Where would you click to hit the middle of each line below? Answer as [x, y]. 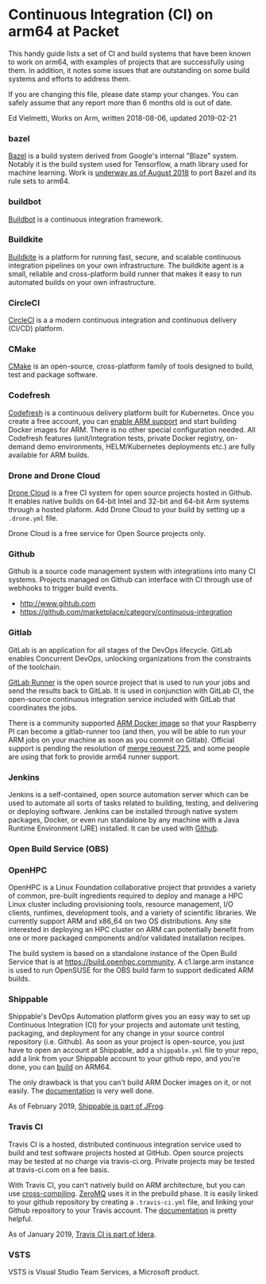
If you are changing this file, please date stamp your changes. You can [123, 94]
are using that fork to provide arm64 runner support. [94, 757]
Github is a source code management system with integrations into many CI [132, 571]
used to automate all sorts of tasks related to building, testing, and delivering [133, 803]
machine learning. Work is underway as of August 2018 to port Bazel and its [132, 173]
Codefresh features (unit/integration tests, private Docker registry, [116, 438]
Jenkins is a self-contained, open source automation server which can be [128, 794]
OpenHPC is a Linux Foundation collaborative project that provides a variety [132, 888]
